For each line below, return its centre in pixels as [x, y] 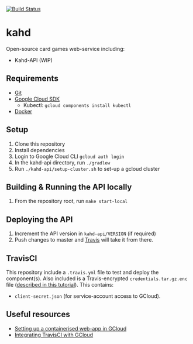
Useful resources [38, 314]
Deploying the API [39, 219]
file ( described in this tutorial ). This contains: [60, 285]
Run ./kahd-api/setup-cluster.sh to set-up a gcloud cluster [87, 168]
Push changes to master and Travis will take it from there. [84, 240]
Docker [23, 111]
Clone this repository [40, 144]
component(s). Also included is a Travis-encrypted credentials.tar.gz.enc [97, 278]
